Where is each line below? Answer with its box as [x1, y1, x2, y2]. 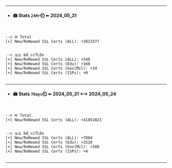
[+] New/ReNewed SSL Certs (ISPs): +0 [5, 70, 88, 76]
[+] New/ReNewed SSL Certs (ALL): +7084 [5, 135, 93, 141]
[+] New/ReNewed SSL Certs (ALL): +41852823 [5, 117, 102, 123]
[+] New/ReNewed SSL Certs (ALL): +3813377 [5, 39, 100, 44]
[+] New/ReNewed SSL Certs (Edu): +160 [5, 61, 91, 67]
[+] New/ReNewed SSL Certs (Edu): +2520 [5, 140, 93, 145]
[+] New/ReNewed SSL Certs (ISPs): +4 [5, 149, 88, 154]
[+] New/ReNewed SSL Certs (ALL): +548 [5, 57, 91, 62]
